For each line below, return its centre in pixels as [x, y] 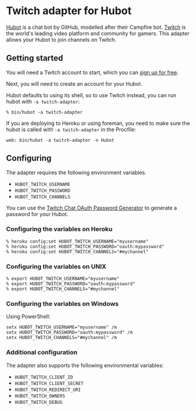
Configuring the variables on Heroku [59, 229]
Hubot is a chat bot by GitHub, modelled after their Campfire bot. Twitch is [96, 27]
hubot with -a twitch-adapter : [43, 101]
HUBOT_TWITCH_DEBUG [39, 402]
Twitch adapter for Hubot [69, 11]
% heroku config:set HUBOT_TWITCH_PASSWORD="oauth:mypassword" [85, 246]
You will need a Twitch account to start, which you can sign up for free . [92, 72]
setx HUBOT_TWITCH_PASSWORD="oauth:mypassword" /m [69, 333]
